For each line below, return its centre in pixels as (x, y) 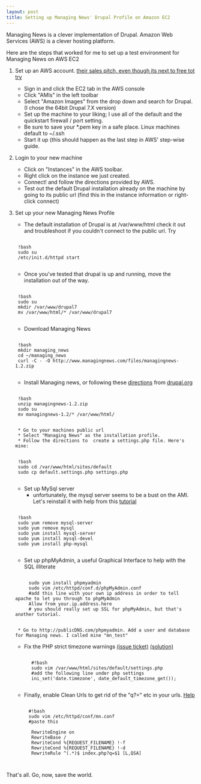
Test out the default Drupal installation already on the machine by (104, 188)
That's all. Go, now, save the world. (49, 774)
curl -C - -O (34, 361)
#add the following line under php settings (88, 673)
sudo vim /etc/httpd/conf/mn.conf (72, 716)
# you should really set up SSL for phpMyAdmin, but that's (105, 609)
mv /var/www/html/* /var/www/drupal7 (65, 312)
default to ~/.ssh (44, 133)
